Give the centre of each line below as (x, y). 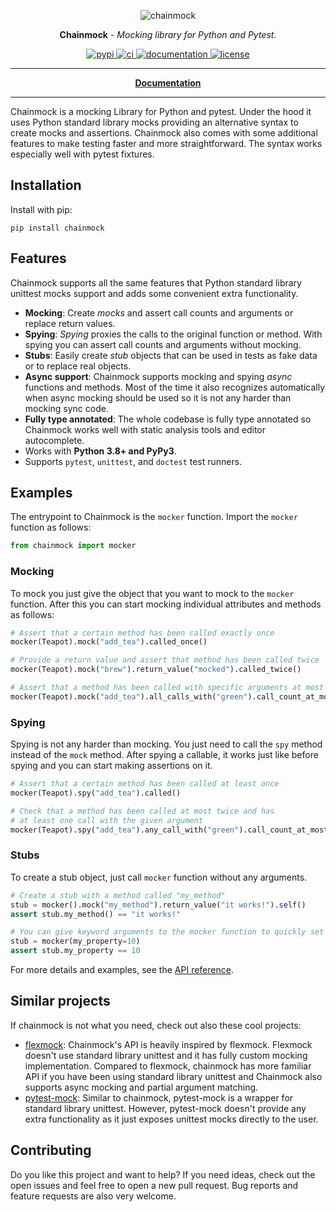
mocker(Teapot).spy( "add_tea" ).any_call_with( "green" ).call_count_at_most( (171, 830)
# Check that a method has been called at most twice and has (142, 811)
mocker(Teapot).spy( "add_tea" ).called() (96, 793)
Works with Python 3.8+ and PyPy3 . (100, 451)
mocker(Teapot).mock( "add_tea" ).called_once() (109, 642)
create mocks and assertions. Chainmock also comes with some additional (164, 133)
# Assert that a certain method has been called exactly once (142, 633)
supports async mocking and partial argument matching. (141, 1087)
